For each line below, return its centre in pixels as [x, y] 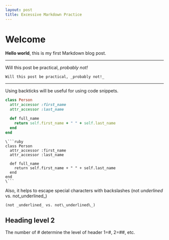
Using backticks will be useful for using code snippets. [62, 91]
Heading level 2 [30, 220]
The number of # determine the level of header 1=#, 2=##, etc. [70, 232]
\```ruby [14, 142]
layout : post [19, 10]
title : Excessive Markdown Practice [44, 15]
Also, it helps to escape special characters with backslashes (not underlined [84, 190]
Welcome [25, 39]
